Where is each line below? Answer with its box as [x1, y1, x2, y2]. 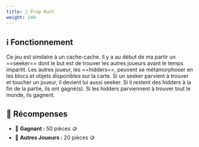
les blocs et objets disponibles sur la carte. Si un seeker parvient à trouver [6, 72, 189, 79]
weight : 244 [6, 14, 36, 20]
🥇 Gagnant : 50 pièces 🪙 [14, 125, 78, 132]
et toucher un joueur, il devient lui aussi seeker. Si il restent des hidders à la [6, 79, 191, 86]
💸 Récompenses [6, 109, 68, 119]
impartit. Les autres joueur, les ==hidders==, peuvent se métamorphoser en [6, 66, 193, 73]
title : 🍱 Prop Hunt [6, 8, 55, 15]
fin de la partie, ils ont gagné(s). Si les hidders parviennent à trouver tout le [6, 85, 191, 93]
